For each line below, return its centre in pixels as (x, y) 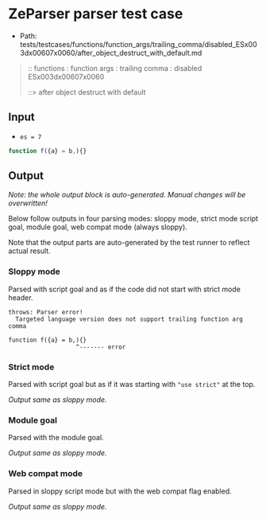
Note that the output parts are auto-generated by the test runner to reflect (129, 243)
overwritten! (28, 203)
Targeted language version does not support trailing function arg (129, 319)
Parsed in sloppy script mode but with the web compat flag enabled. (120, 491)
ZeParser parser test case (96, 14)
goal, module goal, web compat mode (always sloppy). (98, 227)
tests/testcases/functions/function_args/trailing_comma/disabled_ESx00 (138, 44)
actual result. (29, 251)
